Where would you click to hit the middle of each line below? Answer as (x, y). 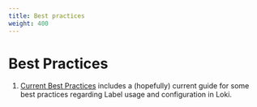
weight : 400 (28, 24)
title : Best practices (47, 16)
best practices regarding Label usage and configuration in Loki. (126, 95)
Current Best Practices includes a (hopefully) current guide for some (135, 86)
